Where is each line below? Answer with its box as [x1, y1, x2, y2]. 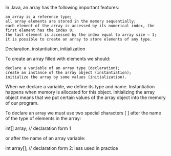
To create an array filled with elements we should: [5, 56, 111, 62]
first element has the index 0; [5, 28, 74, 33]
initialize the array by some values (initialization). [5, 74, 127, 80]
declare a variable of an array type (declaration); [5, 66, 120, 71]
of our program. [5, 100, 39, 106]
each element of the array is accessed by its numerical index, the [5, 23, 155, 28]
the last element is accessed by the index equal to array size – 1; [5, 32, 157, 37]
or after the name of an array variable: [5, 135, 85, 141]
